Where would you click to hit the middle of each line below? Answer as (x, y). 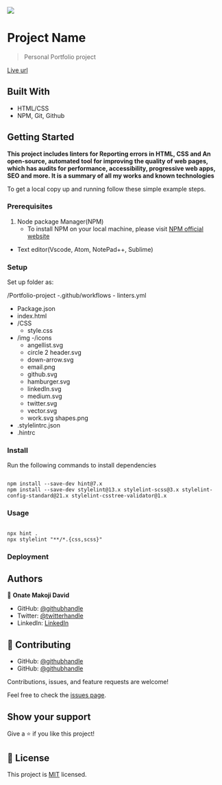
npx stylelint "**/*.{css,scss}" (55, 539)
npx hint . (23, 533)
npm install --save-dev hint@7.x (55, 484)
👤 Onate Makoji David (38, 595)
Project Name (47, 38)
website (38, 236)
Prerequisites (30, 207)
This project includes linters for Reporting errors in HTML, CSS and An (109, 154)
